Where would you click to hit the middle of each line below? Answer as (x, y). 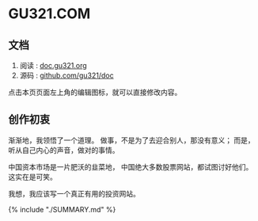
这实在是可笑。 (32, 177)
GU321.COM (49, 14)
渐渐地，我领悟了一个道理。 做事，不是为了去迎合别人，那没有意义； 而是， (131, 140)
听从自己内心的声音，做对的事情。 (64, 150)
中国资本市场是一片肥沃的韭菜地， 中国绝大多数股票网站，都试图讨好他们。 (131, 166)
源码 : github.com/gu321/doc (66, 75)
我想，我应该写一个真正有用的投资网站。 (74, 193)
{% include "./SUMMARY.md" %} (62, 209)
